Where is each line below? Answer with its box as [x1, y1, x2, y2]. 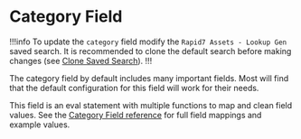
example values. [9, 119, 71, 130]
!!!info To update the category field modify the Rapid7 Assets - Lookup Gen [9, 36, 287, 47]
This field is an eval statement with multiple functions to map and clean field [9, 99, 293, 110]
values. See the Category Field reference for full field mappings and [9, 109, 262, 120]
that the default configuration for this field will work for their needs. [9, 82, 259, 93]
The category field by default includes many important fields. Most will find [9, 72, 289, 83]
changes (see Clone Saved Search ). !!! [9, 55, 153, 66]
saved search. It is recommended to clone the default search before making [9, 45, 292, 56]
